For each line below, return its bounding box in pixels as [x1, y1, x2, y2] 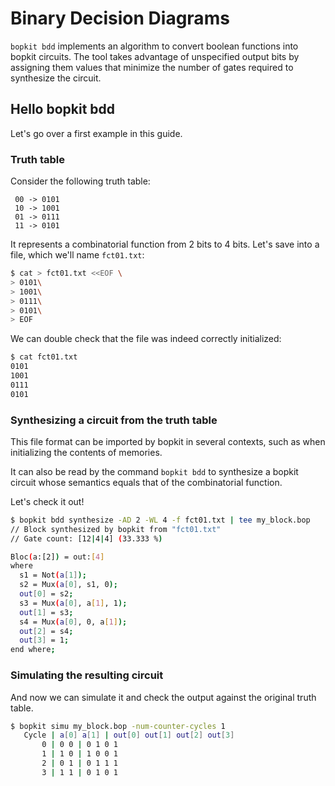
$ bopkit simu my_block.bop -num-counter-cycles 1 [10, 721, 226, 731]
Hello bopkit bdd [10, 101, 116, 118]
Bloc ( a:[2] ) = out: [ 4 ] [10, 552, 105, 562]
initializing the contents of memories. [10, 446, 163, 458]
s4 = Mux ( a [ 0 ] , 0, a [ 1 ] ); [19, 617, 128, 627]
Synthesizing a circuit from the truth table [10, 413, 218, 427]
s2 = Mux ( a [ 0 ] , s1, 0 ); [19, 580, 118, 590]
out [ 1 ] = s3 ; [19, 607, 74, 617]
